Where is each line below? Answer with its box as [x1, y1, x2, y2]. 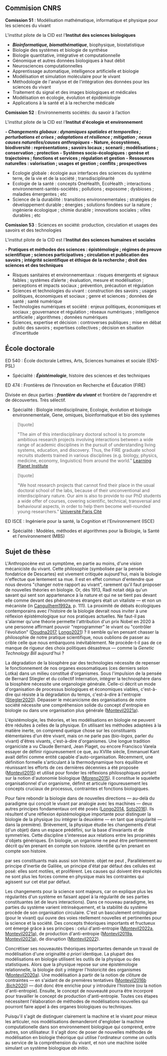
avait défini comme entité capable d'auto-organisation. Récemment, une [5, 754, 153, 760]
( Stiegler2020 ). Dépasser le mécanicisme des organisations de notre [5, 697, 147, 703]
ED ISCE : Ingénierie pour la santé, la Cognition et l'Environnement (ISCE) [5, 518, 155, 524]
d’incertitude [12, 330, 39, 336]
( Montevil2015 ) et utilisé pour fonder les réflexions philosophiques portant [5, 770, 157, 776]
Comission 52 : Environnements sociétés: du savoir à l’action [5, 109, 130, 115]
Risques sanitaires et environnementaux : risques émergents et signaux [12, 272, 159, 278]
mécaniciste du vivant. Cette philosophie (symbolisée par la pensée [5, 566, 144, 572]
